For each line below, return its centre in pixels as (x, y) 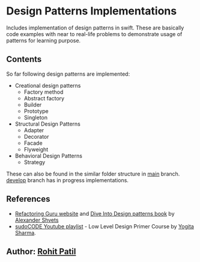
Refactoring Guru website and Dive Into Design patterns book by (95, 213)
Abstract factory (44, 98)
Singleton (36, 117)
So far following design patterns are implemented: (68, 74)
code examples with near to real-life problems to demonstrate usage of (94, 34)
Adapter (34, 130)
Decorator (36, 136)
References (28, 199)
